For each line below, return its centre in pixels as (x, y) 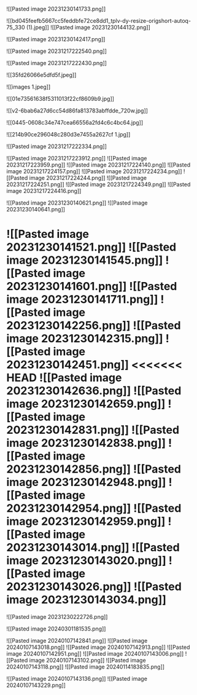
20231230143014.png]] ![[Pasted (93, 548)
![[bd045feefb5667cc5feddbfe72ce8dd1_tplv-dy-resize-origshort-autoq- (99, 21)
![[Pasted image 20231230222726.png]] (57, 616)
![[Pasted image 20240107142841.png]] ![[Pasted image (77, 640)
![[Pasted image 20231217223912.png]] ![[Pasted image (77, 158)
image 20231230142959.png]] (86, 521)
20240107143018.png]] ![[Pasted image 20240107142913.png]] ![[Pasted (98, 647)
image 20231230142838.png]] (86, 443)
